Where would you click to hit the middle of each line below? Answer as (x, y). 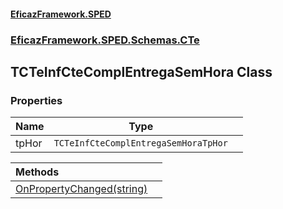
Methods (37, 172)
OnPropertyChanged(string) (81, 189)
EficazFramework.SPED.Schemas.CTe (105, 40)
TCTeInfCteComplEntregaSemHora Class (141, 71)
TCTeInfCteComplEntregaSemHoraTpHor (140, 143)
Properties (36, 100)
